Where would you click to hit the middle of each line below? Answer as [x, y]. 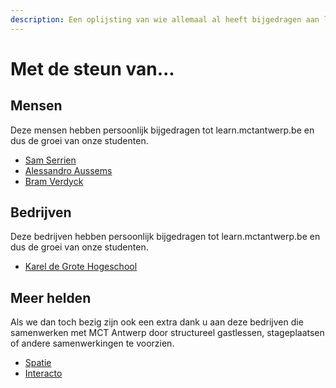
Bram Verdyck [54, 181]
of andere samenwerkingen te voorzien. [92, 343]
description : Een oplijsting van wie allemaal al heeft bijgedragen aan [165, 19]
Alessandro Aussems [68, 170]
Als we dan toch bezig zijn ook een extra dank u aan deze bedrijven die [157, 322]
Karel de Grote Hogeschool [81, 267]
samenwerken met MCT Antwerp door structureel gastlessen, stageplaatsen [167, 333]
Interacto [43, 373]
